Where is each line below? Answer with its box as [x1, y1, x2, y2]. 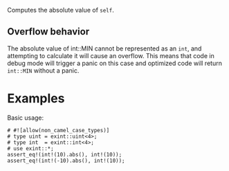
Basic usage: [7, 114, 44, 122]
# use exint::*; [7, 145, 54, 152]
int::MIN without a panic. [7, 66, 80, 75]
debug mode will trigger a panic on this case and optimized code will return [7, 59, 223, 67]
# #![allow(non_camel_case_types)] [7, 127, 110, 134]
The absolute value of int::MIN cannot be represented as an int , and [7, 44, 202, 53]
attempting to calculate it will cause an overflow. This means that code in [7, 51, 214, 60]
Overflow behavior [7, 26, 90, 37]
